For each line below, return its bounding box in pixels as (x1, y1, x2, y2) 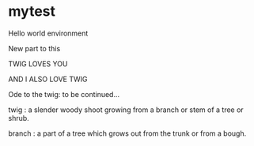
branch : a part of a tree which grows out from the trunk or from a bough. (8, 129, 247, 138)
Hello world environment (8, 28, 89, 38)
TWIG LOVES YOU (8, 58, 68, 69)
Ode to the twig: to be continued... (8, 89, 120, 99)
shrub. (8, 113, 29, 122)
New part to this (8, 43, 61, 53)
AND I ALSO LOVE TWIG (8, 74, 88, 84)
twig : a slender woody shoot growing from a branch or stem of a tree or (8, 105, 244, 114)
